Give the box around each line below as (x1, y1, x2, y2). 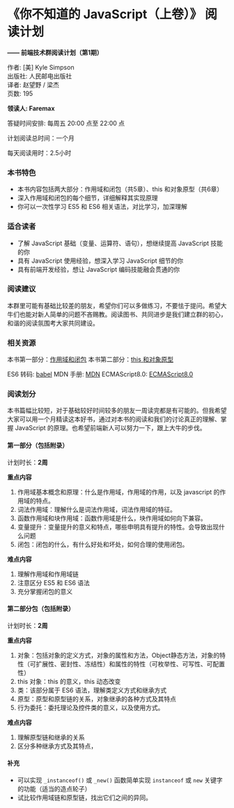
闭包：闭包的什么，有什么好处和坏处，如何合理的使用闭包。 (17, 540, 189, 548)
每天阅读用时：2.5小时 (7, 148, 72, 157)
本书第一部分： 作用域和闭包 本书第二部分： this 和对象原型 (7, 355, 174, 364)
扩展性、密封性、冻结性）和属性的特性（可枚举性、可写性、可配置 (36, 659, 225, 668)
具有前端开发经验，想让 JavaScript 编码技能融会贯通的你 (17, 265, 180, 273)
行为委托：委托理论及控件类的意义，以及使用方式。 (17, 703, 164, 712)
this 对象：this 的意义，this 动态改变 (17, 677, 121, 685)
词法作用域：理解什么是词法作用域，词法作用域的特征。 (17, 505, 176, 513)
